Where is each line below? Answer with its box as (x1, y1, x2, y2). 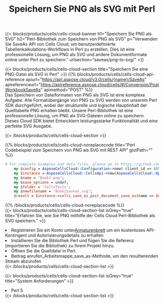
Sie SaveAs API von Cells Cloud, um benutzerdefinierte (5, 41, 116, 47)
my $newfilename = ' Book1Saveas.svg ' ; (14, 189, 93, 194)
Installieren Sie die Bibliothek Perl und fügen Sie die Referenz (11, 238, 134, 244)
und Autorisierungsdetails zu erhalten (28, 232, 104, 238)
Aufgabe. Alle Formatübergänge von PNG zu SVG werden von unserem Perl (5, 97, 157, 103)
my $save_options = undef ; (14, 180, 69, 185)
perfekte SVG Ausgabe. (5, 123, 53, 129)
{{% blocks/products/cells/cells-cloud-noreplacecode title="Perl (5, 142, 135, 148)
